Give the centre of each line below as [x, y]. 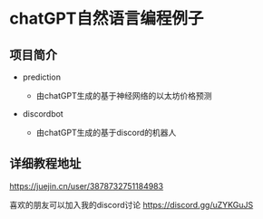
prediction [42, 77]
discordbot [43, 114]
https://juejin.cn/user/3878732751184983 [87, 186]
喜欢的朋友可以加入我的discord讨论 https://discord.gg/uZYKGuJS [131, 205]
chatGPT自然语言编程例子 [107, 19]
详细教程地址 [45, 164]
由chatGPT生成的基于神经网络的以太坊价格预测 [124, 95]
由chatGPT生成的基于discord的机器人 [106, 133]
